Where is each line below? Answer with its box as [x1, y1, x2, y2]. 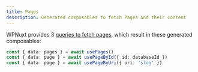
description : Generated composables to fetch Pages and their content [6, 14, 187, 20]
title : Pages [6, 8, 39, 15]
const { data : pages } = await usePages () [6, 49, 114, 55]
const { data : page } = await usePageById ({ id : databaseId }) [6, 55, 168, 61]
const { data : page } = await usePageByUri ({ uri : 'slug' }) [6, 60, 163, 66]
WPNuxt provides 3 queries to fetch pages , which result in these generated [6, 31, 193, 38]
